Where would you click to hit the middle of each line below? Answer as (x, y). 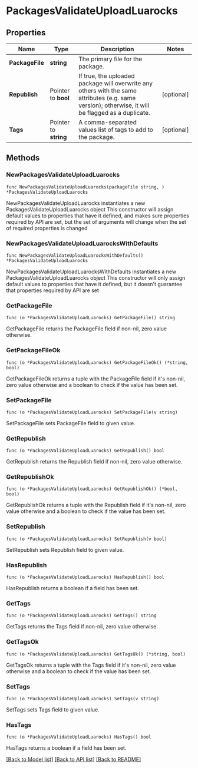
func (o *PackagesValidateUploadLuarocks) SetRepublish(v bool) (87, 539)
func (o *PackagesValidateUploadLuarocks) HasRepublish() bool (85, 577)
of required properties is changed (47, 228)
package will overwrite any (116, 83)
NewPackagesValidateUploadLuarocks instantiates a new (76, 203)
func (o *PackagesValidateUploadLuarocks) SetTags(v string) (83, 699)
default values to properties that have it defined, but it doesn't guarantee (94, 284)
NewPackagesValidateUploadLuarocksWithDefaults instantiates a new (91, 272)
